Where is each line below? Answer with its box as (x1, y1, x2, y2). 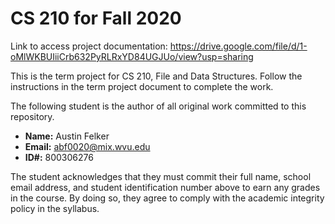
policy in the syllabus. (10, 202, 100, 214)
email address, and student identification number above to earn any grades (10, 181, 321, 193)
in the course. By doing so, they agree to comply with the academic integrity (10, 192, 325, 204)
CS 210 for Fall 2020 (10, 7, 182, 30)
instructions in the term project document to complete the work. (10, 80, 274, 92)
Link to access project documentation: (10, 40, 168, 52)
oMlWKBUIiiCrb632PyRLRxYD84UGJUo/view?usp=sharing (10, 50, 254, 62)
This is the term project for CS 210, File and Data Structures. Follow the (10, 70, 303, 82)
